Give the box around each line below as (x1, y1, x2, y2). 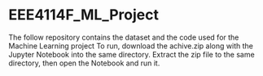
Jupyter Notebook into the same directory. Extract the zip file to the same (8, 49, 255, 59)
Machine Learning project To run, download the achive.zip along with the (8, 40, 254, 50)
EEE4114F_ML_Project (8, 6, 159, 24)
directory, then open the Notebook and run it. (8, 58, 160, 68)
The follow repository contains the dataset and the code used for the (8, 32, 239, 42)
